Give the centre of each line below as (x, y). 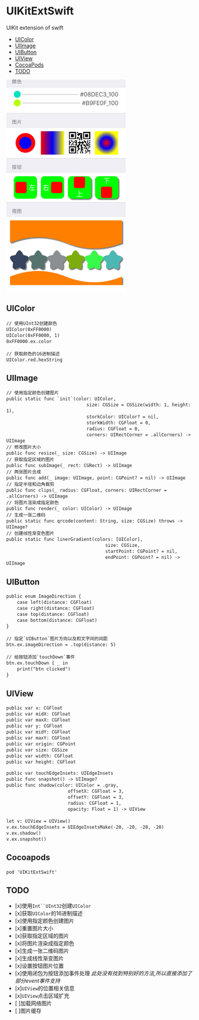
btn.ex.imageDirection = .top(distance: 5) (61, 645)
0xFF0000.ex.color (29, 341)
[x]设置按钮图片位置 (39, 965)
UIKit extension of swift (35, 28)
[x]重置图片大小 (34, 928)
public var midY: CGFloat (38, 732)
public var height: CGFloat (41, 762)
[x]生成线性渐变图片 (39, 958)
